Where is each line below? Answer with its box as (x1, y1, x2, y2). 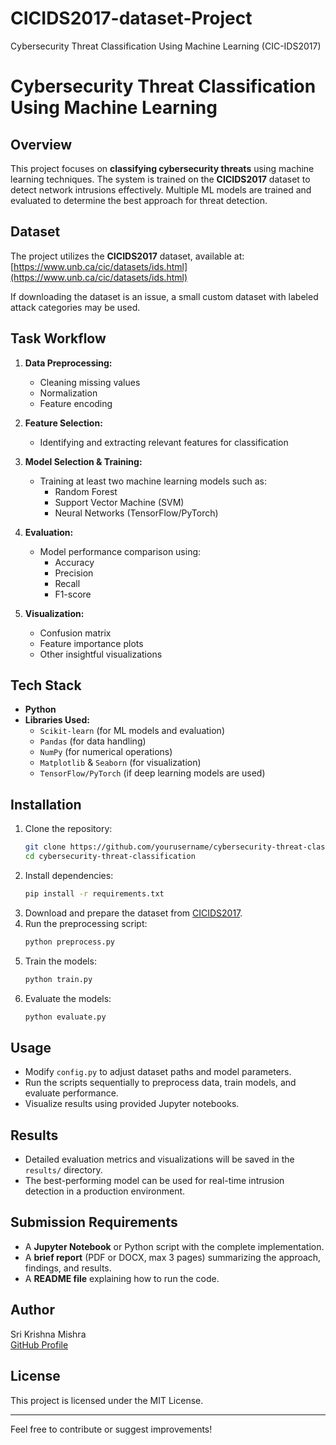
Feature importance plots (39, 637, 144, 649)
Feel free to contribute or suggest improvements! (10, 1423, 213, 1435)
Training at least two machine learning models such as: (39, 475, 267, 487)
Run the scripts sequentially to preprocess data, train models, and (24, 1077, 297, 1089)
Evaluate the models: (24, 992, 112, 1004)
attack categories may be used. (10, 301, 141, 313)
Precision (54, 567, 94, 579)
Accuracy (54, 556, 95, 568)
